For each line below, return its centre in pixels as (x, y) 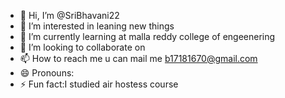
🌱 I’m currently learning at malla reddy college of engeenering (147, 36)
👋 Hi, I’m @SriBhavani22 (69, 15)
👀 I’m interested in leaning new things (97, 26)
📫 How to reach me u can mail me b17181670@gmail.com (138, 58)
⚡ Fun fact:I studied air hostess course (99, 84)
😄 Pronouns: (47, 73)
